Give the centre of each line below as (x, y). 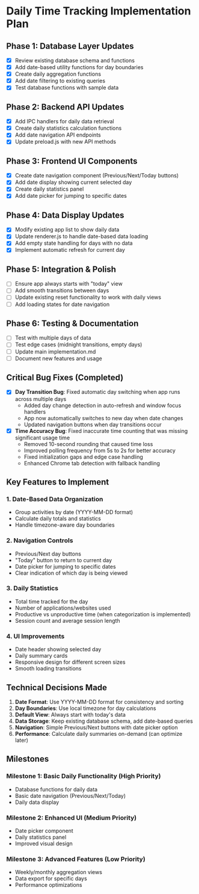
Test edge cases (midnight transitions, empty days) (78, 344)
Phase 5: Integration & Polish (61, 269)
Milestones (28, 759)
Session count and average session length (67, 620)
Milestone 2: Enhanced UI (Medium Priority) (72, 818)
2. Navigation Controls (40, 540)
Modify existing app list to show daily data (67, 230)
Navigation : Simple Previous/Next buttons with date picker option (96, 727)
